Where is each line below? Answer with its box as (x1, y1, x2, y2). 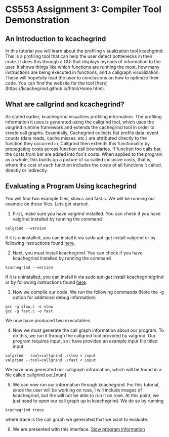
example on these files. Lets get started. (5, 201, 89, 207)
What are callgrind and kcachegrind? (5, 100, 125, 109)
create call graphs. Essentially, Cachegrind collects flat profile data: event (5, 129, 159, 136)
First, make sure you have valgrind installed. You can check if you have (12, 210, 161, 216)
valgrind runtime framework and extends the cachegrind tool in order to (5, 124, 155, 130)
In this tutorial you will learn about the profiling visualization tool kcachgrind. (5, 48, 164, 54)
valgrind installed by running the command (12, 216, 102, 222)
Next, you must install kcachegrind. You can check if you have (12, 249, 143, 256)
